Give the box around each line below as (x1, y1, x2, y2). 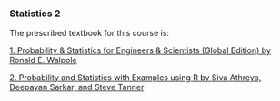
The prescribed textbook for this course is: (9, 28, 170, 39)
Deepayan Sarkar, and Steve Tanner (9, 82, 145, 93)
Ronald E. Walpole (9, 55, 77, 66)
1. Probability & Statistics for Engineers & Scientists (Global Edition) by (9, 45, 271, 56)
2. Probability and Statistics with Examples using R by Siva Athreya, (9, 72, 262, 83)
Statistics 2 (9, 7, 61, 20)
